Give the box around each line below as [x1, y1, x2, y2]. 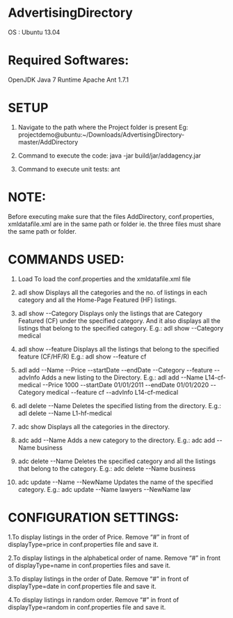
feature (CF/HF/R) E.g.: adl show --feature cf [17, 352, 147, 361]
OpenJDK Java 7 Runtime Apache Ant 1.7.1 [8, 75, 129, 84]
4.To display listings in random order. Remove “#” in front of [8, 595, 179, 604]
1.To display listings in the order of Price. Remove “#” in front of [8, 532, 190, 541]
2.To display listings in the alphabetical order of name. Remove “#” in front [8, 553, 221, 562]
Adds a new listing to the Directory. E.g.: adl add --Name [41, 373, 204, 382]
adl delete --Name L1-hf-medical [17, 409, 112, 417]
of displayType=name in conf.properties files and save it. [8, 561, 171, 569]
